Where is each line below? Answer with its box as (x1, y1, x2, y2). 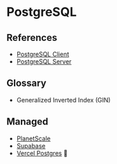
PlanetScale (16, 134, 51, 143)
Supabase (16, 141, 46, 149)
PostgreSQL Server (16, 57, 72, 66)
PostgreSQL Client (16, 50, 70, 58)
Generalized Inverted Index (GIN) (16, 95, 111, 104)
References (6, 32, 57, 44)
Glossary (6, 78, 46, 89)
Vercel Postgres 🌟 (16, 149, 68, 157)
